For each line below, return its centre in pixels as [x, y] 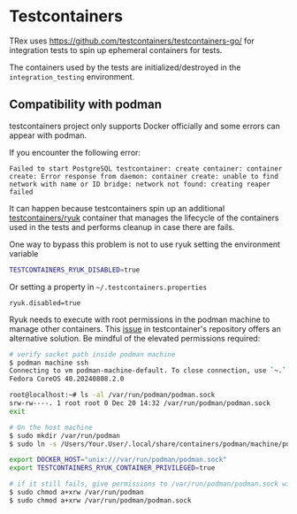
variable [24, 253]
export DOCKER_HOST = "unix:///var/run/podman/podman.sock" [118, 460]
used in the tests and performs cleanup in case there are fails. [122, 226]
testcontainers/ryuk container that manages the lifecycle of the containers [144, 218]
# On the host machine [51, 427]
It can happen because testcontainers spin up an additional [117, 208]
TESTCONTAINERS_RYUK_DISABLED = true [75, 270]
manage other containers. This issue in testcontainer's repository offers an [145, 328]
